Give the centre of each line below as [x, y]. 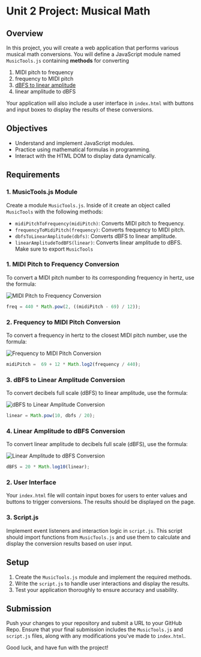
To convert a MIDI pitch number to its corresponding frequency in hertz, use [100, 277]
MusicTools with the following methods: [55, 212]
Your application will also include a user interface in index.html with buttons [100, 103]
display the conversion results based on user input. [70, 543]
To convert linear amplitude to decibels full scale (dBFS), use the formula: [97, 444]
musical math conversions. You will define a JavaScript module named [94, 54]
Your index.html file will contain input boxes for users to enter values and [97, 495]
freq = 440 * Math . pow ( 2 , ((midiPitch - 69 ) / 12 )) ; [73, 306]
